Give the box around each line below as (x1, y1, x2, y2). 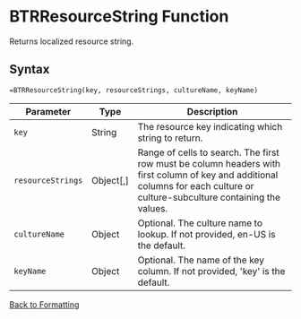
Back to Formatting (9, 298, 80, 310)
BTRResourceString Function (9, 6, 229, 27)
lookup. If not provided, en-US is (137, 228, 276, 240)
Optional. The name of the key (137, 254, 264, 266)
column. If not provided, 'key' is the (137, 264, 286, 277)
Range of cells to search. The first (137, 146, 279, 159)
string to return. (137, 132, 203, 144)
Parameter (25, 105, 72, 117)
